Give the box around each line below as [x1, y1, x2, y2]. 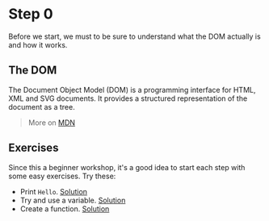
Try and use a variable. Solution [19, 195, 126, 205]
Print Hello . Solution [19, 186, 87, 196]
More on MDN [27, 118, 75, 127]
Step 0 [8, 5, 54, 23]
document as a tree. [8, 102, 75, 111]
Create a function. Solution [19, 203, 110, 214]
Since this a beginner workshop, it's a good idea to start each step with [8, 162, 246, 172]
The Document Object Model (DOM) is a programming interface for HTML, [8, 85, 256, 94]
